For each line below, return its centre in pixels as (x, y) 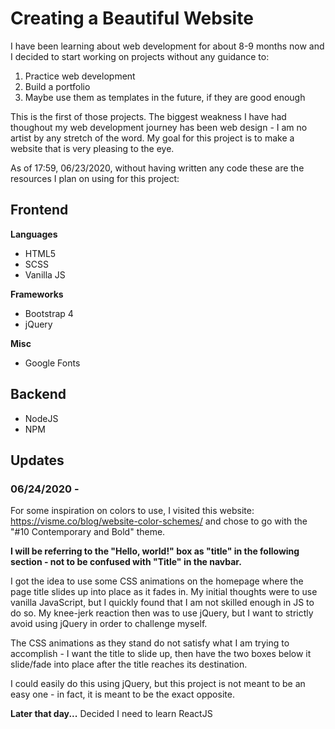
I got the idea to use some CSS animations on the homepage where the (157, 581)
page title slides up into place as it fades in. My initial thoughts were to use (164, 592)
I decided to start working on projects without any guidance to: (140, 56)
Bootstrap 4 (49, 313)
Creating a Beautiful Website (132, 18)
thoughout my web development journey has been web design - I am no (159, 127)
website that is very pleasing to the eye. (92, 148)
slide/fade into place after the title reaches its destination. (129, 664)
